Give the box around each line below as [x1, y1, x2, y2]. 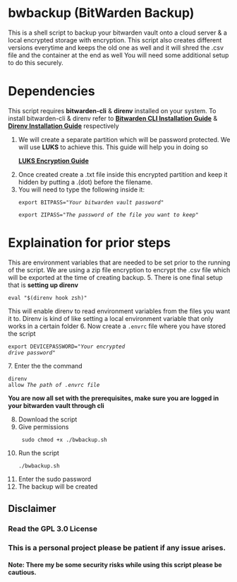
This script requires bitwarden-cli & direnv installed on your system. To [8, 106, 217, 115]
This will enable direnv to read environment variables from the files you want [8, 306, 231, 315]
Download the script [18, 415, 78, 424]
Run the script [18, 448, 59, 457]
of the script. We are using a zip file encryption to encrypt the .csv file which [8, 265, 231, 274]
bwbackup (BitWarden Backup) [8, 5, 195, 21]
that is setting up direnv [8, 281, 78, 289]
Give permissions [18, 422, 69, 431]
